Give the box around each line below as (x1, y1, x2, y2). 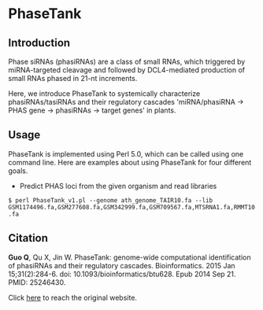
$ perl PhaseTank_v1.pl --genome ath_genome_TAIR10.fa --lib (8, 196, 213, 205)
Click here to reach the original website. (8, 293, 138, 302)
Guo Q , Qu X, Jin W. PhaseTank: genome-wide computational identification (8, 253, 251, 262)
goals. (8, 166, 28, 175)
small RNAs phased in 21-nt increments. (8, 74, 138, 83)
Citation (8, 231, 49, 245)
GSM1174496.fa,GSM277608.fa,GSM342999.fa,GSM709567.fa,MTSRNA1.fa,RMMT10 (8, 203, 256, 211)
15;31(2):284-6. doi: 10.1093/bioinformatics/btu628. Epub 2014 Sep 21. (8, 269, 236, 279)
